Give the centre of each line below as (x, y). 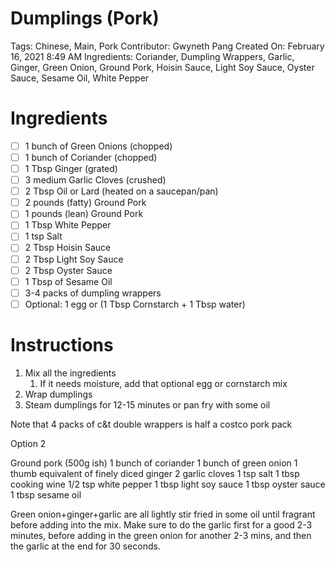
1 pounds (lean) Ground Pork (84, 214)
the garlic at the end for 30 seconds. (85, 546)
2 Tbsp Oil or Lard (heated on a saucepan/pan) (121, 191)
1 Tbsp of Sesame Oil (68, 281)
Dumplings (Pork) (85, 18)
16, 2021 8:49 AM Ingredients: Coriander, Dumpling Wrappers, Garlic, (152, 56)
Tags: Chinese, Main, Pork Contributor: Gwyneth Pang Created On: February (167, 46)
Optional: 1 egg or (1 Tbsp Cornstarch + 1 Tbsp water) (135, 304)
